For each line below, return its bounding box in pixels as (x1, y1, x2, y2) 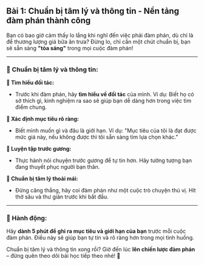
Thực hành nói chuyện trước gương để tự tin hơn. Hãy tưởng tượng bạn (15, 157, 192, 164)
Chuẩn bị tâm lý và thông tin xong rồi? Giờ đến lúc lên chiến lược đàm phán (6, 246, 195, 253)
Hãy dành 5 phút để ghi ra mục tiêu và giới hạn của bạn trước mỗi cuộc (6, 227, 186, 235)
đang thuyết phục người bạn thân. (15, 163, 100, 171)
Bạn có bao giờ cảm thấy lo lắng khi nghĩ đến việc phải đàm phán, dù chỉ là (6, 31, 194, 39)
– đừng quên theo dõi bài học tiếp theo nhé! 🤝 (6, 252, 121, 260)
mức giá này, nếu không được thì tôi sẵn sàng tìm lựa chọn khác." (15, 134, 178, 141)
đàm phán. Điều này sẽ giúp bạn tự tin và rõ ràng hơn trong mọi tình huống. (6, 234, 194, 241)
